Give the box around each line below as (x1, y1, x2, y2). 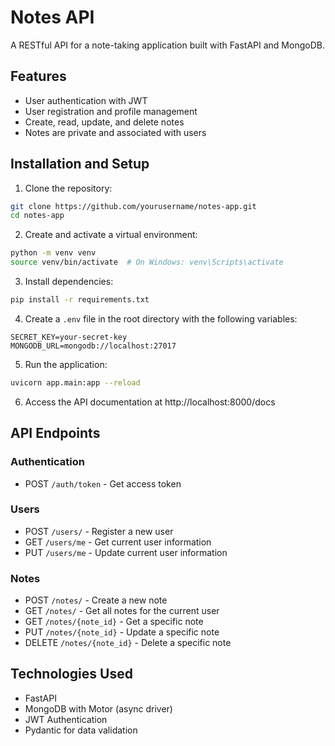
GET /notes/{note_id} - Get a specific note (24, 616, 204, 628)
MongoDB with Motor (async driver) (24, 702, 173, 715)
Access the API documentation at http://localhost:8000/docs (24, 396, 276, 408)
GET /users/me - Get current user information (24, 536, 212, 548)
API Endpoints (10, 425, 101, 442)
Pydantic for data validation (24, 724, 138, 736)
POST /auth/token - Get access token (24, 477, 182, 490)
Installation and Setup (10, 156, 150, 173)
